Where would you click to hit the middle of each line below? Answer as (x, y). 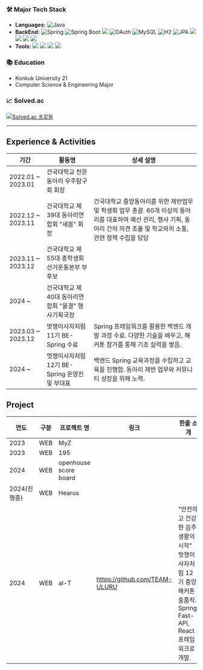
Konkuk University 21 (41, 78)
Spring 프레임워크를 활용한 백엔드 (139, 326)
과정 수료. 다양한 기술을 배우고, (142, 335)
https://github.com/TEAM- (134, 579)
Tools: (23, 47)
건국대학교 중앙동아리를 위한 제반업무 (143, 201)
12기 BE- (60, 365)
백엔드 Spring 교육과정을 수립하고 (139, 360)
